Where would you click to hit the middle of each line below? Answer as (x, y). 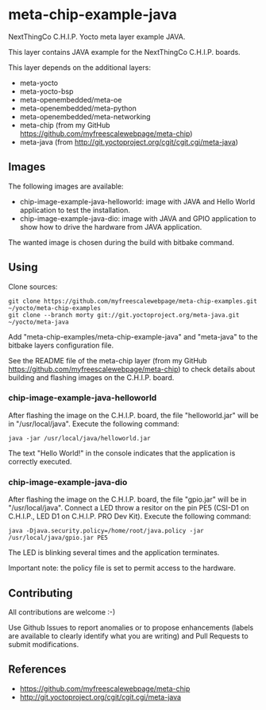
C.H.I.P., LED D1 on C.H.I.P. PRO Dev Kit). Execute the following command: (130, 516)
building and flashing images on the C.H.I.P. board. (91, 377)
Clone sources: (33, 286)
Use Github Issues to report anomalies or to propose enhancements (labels (131, 627)
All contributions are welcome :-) (62, 612)
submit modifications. (44, 644)
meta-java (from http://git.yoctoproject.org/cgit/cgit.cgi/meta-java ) (129, 142)
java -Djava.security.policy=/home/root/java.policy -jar (106, 531)
